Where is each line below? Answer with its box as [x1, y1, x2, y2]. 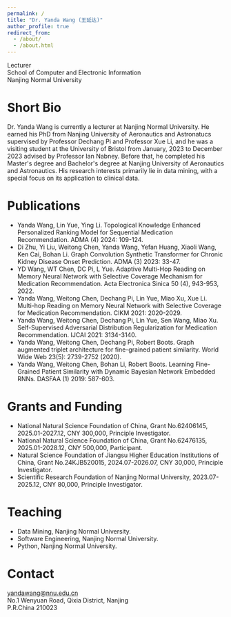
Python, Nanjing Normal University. [17, 542, 117, 550]
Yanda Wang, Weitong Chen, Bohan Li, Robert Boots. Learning [17, 360, 194, 368]
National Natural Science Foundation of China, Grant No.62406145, [17, 421, 208, 429]
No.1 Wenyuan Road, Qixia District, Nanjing [7, 596, 129, 604]
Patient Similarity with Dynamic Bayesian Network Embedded [41, 367, 216, 376]
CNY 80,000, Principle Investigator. [42, 480, 143, 488]
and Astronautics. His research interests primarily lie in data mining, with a [7, 166, 218, 174]
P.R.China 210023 [7, 603, 57, 611]
